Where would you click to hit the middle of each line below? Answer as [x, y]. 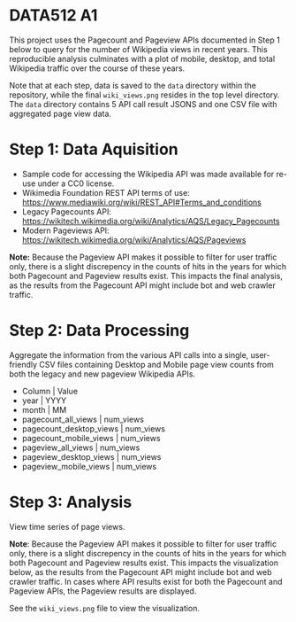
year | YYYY [44, 400]
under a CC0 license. [76, 183]
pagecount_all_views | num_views [83, 419]
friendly [23, 364]
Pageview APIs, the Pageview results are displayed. [103, 591]
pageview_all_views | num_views [81, 447]
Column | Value [49, 391]
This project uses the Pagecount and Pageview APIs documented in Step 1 [144, 40]
